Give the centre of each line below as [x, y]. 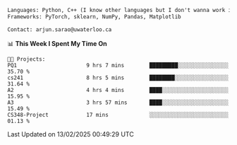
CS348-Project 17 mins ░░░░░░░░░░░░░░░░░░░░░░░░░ [118, 115]
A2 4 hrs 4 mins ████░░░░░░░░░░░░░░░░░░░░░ [118, 90]
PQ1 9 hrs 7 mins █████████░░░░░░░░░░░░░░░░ [118, 65]
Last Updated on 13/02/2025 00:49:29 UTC [71, 134]
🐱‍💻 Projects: [26, 59]
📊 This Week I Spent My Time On [57, 43]
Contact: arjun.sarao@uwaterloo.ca [60, 29]
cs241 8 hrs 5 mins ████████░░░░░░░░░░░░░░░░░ [118, 78]
